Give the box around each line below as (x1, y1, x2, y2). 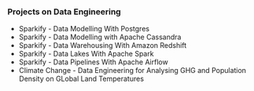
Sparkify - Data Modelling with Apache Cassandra (18, 32, 182, 42)
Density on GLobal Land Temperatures (18, 74, 145, 84)
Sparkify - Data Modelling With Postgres (18, 24, 150, 34)
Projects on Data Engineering (7, 6, 121, 17)
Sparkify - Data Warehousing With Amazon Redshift (18, 41, 187, 50)
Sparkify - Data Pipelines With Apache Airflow (18, 57, 168, 67)
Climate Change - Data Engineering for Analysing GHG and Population (18, 66, 247, 75)
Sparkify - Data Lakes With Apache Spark (18, 49, 154, 59)
